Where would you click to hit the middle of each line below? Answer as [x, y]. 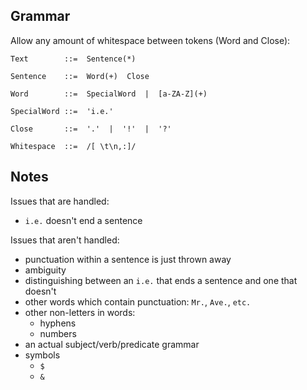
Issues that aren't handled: [65, 240]
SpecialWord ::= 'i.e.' [62, 111]
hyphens [58, 323]
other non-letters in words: [80, 312]
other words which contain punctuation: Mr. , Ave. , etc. [138, 301]
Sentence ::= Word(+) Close [80, 76]
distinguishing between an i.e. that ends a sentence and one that [161, 280]
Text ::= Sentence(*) [73, 59]
